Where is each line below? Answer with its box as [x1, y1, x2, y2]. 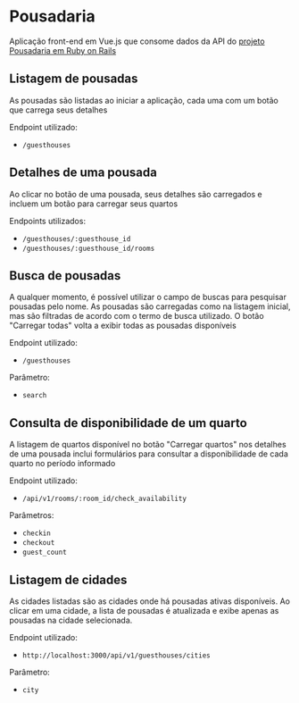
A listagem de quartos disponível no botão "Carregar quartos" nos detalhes [9, 439, 287, 450]
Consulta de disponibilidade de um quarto [9, 415, 247, 431]
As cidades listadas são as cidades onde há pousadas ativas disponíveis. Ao [9, 596, 291, 607]
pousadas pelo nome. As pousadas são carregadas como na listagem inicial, [9, 301, 291, 312]
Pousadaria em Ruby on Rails [9, 45, 117, 55]
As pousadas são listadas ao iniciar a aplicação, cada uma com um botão [9, 95, 278, 105]
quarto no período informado [9, 458, 116, 469]
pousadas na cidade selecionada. [9, 615, 133, 625]
